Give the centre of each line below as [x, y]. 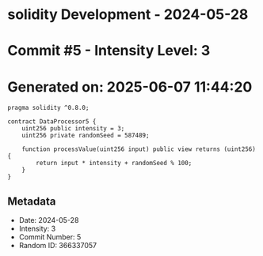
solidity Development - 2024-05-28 [128, 15]
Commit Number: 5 [50, 237]
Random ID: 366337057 [57, 246]
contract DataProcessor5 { [52, 122]
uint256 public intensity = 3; [73, 129]
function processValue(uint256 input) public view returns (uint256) [139, 149]
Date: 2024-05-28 [49, 220]
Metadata [32, 201]
